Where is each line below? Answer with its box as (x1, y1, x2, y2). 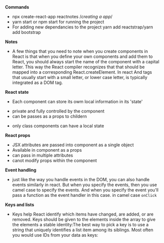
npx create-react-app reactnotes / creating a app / (12, 14, 113, 19)
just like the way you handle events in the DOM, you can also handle (12, 177, 150, 182)
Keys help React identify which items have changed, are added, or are (12, 211, 154, 217)
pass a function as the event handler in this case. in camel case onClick (12, 192, 157, 198)
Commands (5, 4, 29, 10)
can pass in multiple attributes (12, 152, 73, 158)
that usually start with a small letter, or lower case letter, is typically (12, 75, 148, 80)
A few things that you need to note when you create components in (12, 49, 148, 54)
